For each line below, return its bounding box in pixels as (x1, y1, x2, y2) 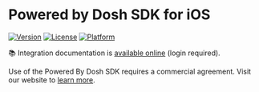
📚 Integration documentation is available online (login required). (8, 48, 221, 58)
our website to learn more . (8, 74, 96, 85)
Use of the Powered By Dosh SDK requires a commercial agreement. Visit (8, 66, 251, 76)
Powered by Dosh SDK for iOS (8, 6, 211, 24)
